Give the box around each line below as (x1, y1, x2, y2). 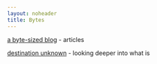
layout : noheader (7, 10, 57, 17)
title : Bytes (7, 17, 45, 23)
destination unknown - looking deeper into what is (7, 49, 150, 57)
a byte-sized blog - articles (7, 35, 84, 43)
